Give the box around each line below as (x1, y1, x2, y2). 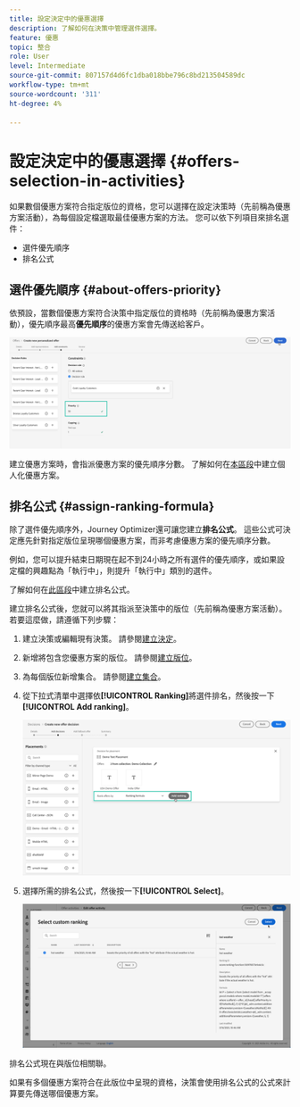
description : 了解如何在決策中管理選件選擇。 (9, 23, 162, 33)
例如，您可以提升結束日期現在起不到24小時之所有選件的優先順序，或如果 (9, 554, 278, 565)
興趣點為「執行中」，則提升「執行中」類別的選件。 (32, 565, 217, 576)
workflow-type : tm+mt (9, 80, 90, 89)
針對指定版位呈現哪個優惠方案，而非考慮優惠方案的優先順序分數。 (32, 536, 275, 546)
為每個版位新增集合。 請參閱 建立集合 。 (21, 671, 166, 682)
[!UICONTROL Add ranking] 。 (21, 702, 134, 712)
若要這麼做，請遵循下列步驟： (9, 614, 119, 625)
